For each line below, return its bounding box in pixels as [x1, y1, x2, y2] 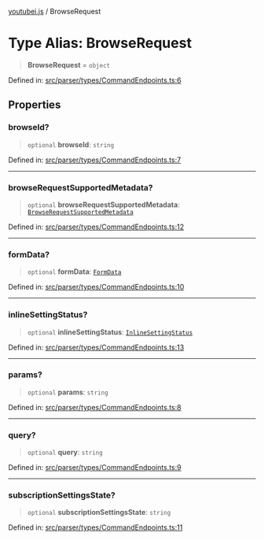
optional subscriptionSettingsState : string [27, 508, 171, 517]
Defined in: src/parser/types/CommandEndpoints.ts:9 [8, 463, 182, 472]
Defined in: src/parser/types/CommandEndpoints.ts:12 [8, 222, 185, 231]
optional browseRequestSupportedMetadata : [27, 200, 181, 209]
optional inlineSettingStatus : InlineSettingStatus [27, 327, 193, 337]
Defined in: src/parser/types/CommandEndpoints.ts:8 [8, 402, 182, 412]
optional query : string [27, 448, 104, 457]
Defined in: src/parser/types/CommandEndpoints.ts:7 [8, 155, 181, 165]
